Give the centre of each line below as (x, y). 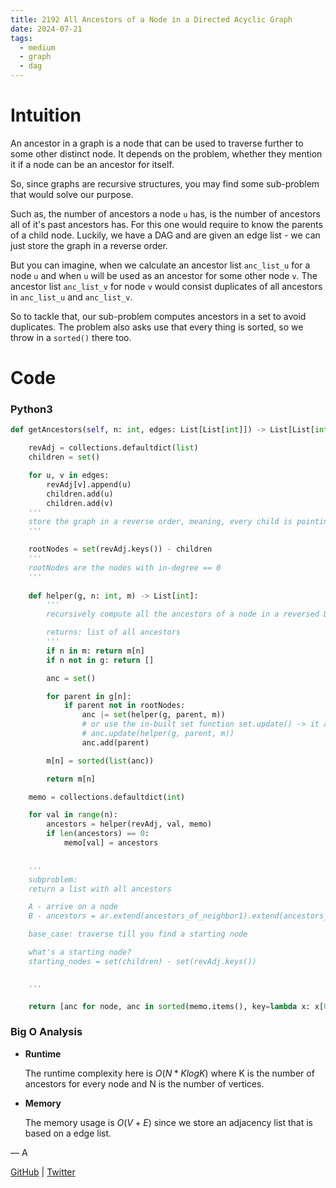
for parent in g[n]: (89, 696)
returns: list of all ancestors (114, 632)
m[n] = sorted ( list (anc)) (100, 761)
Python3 (31, 409)
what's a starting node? (80, 952)
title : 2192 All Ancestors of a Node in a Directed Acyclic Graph (151, 19)
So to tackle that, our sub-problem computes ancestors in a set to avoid (158, 316)
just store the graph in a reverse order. (89, 245)
